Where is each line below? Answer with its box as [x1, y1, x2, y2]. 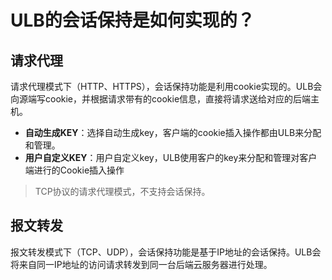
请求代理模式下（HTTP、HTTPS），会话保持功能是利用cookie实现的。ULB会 [10, 81, 323, 92]
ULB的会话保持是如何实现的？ [10, 9, 255, 32]
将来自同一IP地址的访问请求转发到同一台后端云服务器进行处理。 [10, 258, 273, 270]
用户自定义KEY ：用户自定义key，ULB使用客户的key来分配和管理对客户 [24, 152, 318, 163]
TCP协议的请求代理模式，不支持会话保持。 [34, 186, 211, 197]
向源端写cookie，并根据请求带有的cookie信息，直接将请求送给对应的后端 [10, 93, 312, 105]
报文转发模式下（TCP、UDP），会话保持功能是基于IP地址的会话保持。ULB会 [10, 246, 322, 258]
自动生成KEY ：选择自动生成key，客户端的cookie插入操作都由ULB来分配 [24, 127, 322, 138]
